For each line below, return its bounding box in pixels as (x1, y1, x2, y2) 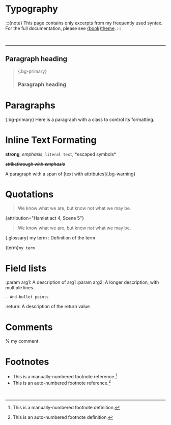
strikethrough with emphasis (5, 161, 65, 167)
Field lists (5, 262, 47, 274)
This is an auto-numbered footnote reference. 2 (12, 379, 111, 386)
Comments (5, 321, 53, 333)
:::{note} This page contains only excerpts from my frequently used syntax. (5, 20, 163, 26)
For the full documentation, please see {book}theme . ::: (5, 25, 121, 31)
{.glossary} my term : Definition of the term (5, 235, 96, 241)
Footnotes (5, 356, 49, 368)
